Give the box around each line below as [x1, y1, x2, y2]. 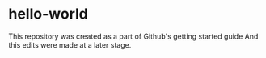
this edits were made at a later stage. [8, 39, 132, 49]
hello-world [8, 5, 89, 23]
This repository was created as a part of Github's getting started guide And [8, 31, 259, 41]
